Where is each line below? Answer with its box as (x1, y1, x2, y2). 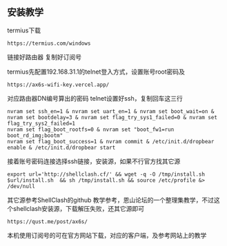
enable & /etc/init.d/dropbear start (7, 144, 116, 151)
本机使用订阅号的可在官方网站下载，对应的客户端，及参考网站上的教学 (7, 231, 207, 239)
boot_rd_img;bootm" (7, 132, 63, 139)
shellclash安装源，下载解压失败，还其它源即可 (12, 204, 145, 212)
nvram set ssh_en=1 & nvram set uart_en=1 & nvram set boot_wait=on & (7, 107, 215, 115)
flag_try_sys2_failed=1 (7, 120, 76, 127)
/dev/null (7, 183, 36, 189)
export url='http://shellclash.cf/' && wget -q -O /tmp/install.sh (7, 171, 206, 178)
